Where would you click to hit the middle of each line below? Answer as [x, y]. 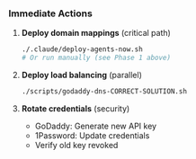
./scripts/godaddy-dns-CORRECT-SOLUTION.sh [104, 92]
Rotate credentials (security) [76, 108]
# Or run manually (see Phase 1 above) [96, 58]
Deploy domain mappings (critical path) [96, 33]
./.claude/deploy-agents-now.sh [82, 49]
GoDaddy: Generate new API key [96, 126]
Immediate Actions [51, 13]
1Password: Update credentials [92, 135]
